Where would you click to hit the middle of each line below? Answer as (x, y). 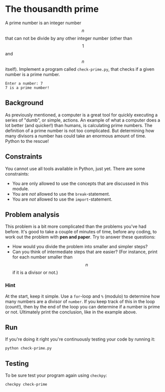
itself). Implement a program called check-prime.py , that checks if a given (80, 69)
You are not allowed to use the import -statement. (62, 199)
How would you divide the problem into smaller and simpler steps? (80, 247)
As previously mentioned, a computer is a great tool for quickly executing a (82, 115)
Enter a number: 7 (24, 83)
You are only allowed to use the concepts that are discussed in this (80, 183)
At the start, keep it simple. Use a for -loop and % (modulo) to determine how (82, 296)
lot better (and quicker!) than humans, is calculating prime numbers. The (79, 125)
